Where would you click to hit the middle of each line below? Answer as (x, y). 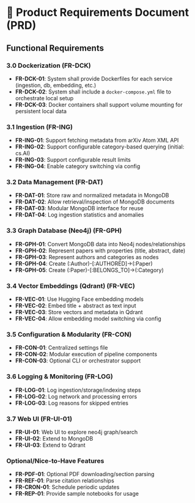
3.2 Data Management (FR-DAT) (55, 182)
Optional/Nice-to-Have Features (55, 461)
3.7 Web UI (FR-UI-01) (39, 419)
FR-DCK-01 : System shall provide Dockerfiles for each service (94, 78)
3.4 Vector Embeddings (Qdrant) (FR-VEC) (71, 285)
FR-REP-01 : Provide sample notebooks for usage (77, 494)
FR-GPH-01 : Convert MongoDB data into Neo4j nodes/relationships (100, 244)
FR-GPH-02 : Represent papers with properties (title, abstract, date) (100, 251)
